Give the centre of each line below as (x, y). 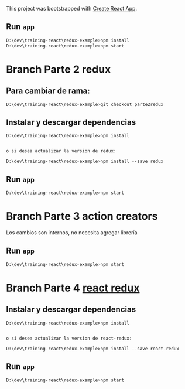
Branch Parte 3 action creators (82, 216)
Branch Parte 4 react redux (73, 288)
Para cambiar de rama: (48, 91)
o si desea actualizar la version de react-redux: (69, 338)
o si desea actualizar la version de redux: (61, 151)
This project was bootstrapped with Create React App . (72, 8)
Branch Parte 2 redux (59, 69)
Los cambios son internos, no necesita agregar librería (72, 233)
